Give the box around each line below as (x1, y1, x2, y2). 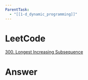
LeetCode (5, 33, 45, 44)
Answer (5, 66, 38, 78)
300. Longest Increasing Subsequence (5, 49, 83, 55)
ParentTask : (5, 7, 29, 12)
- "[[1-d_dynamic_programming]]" (9, 12, 78, 17)
